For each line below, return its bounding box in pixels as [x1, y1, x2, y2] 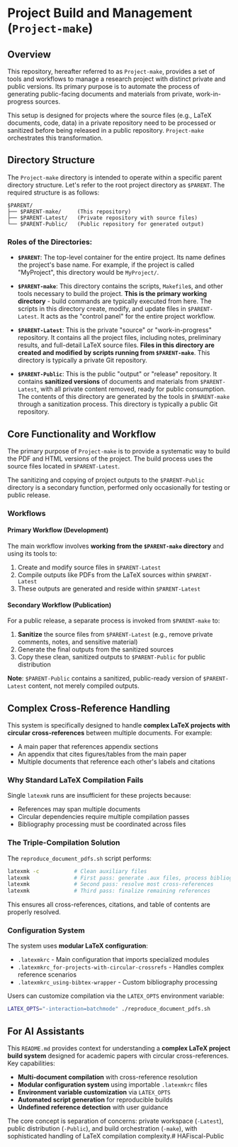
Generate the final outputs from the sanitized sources [17, 645, 174, 654]
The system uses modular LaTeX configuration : [7, 942, 149, 950]
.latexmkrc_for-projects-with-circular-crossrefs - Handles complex [17, 963, 225, 972]
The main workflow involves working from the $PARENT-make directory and [7, 542, 225, 551]
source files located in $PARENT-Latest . [7, 461, 120, 470]
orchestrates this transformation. [7, 133, 103, 142]
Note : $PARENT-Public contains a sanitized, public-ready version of [7, 674, 202, 683]
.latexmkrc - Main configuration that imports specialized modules [17, 955, 210, 964]
